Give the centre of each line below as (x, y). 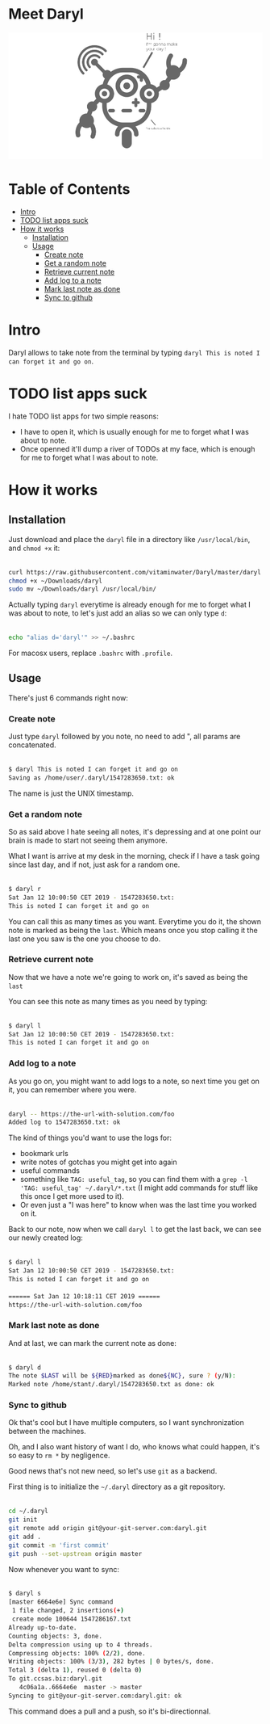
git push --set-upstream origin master (75, 1554)
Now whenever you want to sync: (64, 1569)
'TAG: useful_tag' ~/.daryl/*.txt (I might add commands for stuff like (139, 1188)
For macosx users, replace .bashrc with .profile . (91, 653)
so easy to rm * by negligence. (59, 1456)
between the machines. (47, 1432)
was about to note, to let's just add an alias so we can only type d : (118, 613)
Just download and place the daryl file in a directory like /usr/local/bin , (129, 539)
